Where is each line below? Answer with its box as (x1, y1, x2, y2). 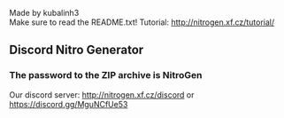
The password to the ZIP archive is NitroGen (9, 69, 203, 82)
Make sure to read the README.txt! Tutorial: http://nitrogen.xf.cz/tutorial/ (9, 17, 275, 28)
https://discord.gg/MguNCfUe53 (9, 98, 128, 109)
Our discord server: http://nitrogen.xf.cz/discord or (9, 89, 195, 100)
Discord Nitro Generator (9, 43, 144, 58)
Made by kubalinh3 (9, 8, 80, 18)
